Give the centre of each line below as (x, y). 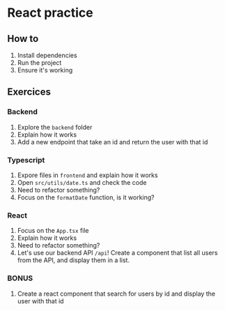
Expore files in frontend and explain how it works (87, 175)
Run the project (39, 63)
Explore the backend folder (55, 127)
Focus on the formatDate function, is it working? (86, 197)
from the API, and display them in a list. (73, 260)
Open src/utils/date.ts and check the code (82, 182)
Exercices (29, 92)
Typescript (26, 160)
